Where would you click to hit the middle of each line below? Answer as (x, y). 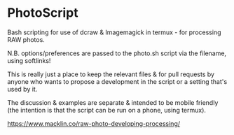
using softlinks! (29, 60)
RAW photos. (26, 39)
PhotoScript (43, 13)
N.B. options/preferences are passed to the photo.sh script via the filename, (117, 53)
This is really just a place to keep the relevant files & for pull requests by (111, 74)
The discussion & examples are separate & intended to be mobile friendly (113, 102)
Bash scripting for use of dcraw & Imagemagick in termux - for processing (114, 32)
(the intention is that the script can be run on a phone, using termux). (107, 110)
